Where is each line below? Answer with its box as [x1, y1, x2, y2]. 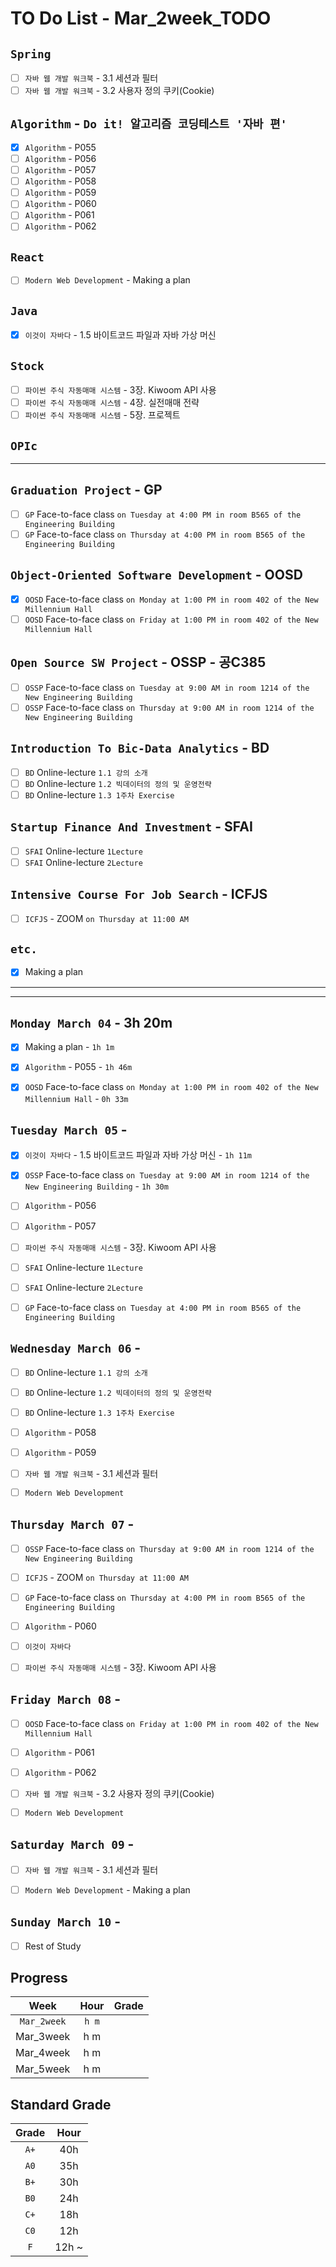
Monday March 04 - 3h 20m [10, 1014, 173, 1031]
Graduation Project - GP [10, 482, 163, 499]
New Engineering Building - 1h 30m [24, 1180, 169, 1192]
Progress [10, 1970, 68, 1987]
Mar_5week [15, 2062, 71, 2076]
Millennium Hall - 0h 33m [24, 1092, 129, 1104]
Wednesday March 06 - [10, 1340, 142, 1357]
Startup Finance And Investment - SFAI [10, 818, 253, 836]
